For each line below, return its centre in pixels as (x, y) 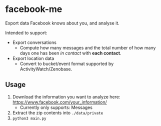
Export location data (33, 58)
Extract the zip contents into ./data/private (58, 112)
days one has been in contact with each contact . (70, 53)
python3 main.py (29, 118)
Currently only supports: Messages (56, 107)
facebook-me (34, 9)
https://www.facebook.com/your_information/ (59, 102)
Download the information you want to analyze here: (66, 96)
